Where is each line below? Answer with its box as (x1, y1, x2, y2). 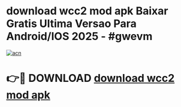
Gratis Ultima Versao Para (6, 17, 137, 30)
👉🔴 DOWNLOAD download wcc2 (6, 72, 175, 85)
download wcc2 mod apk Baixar (6, 4, 168, 18)
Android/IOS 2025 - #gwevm (6, 30, 153, 43)
